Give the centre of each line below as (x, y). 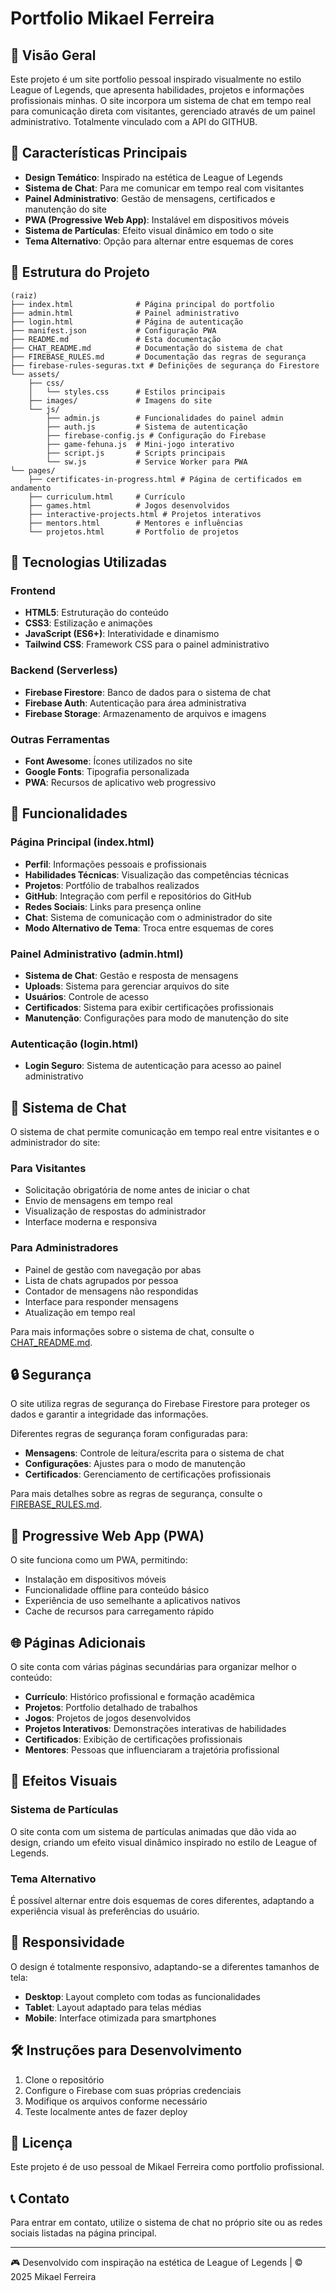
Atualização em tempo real (80, 1312)
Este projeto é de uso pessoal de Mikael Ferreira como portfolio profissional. (167, 2167)
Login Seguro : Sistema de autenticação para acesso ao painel (153, 1066)
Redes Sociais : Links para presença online (113, 906)
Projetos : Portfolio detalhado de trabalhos (111, 1708)
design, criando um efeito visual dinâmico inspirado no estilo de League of (164, 1842)
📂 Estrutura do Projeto (80, 272)
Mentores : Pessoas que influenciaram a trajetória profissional (152, 1750)
